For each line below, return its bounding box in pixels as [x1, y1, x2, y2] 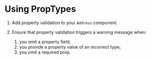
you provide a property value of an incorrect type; [19, 44, 121, 50]
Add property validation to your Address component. [11, 20, 118, 26]
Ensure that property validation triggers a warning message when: [11, 29, 147, 35]
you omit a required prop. [19, 49, 71, 55]
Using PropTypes [4, 3, 76, 15]
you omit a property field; [19, 38, 71, 45]
